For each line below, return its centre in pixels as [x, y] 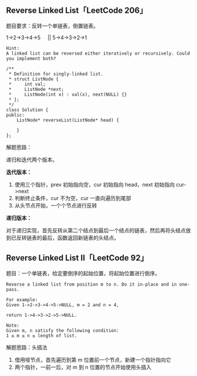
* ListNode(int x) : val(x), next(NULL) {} [68, 94]
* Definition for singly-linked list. [56, 74]
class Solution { [27, 110]
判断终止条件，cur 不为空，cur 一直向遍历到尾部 [73, 198]
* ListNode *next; [36, 89]
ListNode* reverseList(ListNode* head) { [68, 120]
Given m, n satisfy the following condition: [62, 330]
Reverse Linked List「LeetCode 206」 [77, 11]
